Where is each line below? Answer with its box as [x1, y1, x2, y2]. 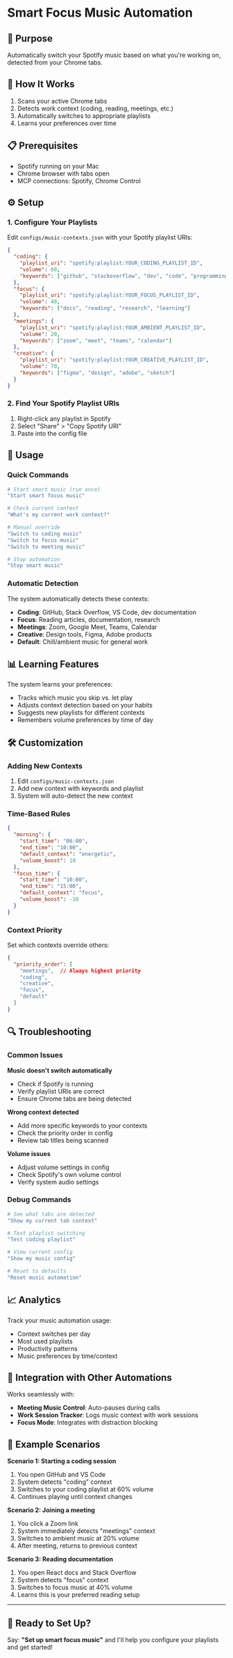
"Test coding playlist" [7, 1236, 76, 1243]
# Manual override [7, 524, 60, 531]
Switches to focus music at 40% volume [17, 1583, 133, 1591]
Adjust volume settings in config [17, 1163, 110, 1171]
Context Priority [7, 925, 62, 935]
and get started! [7, 1643, 53, 1652]
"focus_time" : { [13, 870, 60, 877]
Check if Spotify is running [17, 1080, 94, 1088]
